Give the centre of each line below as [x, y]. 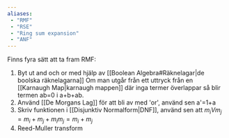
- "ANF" [21, 40]
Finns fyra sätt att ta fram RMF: [52, 59]
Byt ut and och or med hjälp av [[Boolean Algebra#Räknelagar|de [111, 73]
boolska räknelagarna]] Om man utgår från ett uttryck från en [105, 80]
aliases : [20, 14]
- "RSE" [21, 26]
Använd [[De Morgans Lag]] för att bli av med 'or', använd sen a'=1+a [116, 102]
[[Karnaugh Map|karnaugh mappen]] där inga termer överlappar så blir [119, 88]
